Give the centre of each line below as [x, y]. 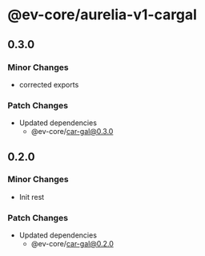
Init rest [32, 197]
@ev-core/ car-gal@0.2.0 [72, 244]
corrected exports [49, 84]
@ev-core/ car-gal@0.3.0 [72, 132]
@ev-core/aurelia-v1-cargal [102, 15]
